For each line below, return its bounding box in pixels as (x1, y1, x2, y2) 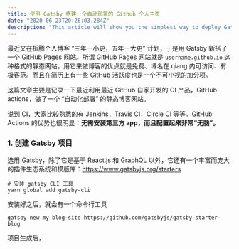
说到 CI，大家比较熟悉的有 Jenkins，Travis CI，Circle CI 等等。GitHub (7, 110, 213, 118)
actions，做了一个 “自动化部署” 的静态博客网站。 (7, 95, 151, 103)
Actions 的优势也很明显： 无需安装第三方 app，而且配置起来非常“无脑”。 (7, 119, 219, 127)
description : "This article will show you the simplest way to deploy (7, 23, 221, 31)
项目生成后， (7, 233, 45, 242)
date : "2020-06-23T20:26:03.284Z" (7, 17, 110, 24)
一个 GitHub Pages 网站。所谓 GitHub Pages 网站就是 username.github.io (7, 53, 223, 61)
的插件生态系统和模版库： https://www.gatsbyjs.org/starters (7, 164, 181, 173)
